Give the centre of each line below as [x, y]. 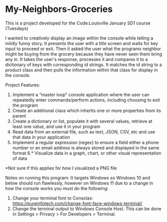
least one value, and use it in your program [56, 126]
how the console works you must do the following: [57, 188]
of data [20, 158]
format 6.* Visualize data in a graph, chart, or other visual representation [87, 153]
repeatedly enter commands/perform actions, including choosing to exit [86, 100]
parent [19, 115]
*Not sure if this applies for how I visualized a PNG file [61, 168]
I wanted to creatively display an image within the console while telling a [79, 38]
